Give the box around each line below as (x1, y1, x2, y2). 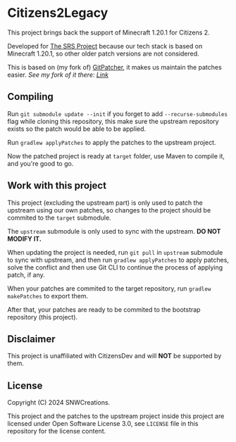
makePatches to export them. (7, 291, 89, 300)
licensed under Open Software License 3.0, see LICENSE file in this (7, 419, 199, 428)
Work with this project (7, 179, 107, 191)
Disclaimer (7, 333, 56, 345)
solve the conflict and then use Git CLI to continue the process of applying (7, 263, 223, 272)
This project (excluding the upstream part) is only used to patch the (7, 198, 203, 207)
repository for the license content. (7, 427, 106, 436)
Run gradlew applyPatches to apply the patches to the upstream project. (7, 138, 216, 146)
